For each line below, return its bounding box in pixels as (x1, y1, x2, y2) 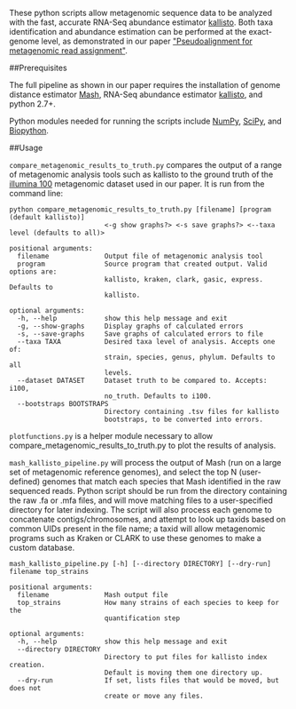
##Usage (9, 142, 43, 153)
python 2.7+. (9, 99, 56, 109)
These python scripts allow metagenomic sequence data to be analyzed (9, 8, 273, 18)
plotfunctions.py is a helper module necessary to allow (9, 431, 214, 441)
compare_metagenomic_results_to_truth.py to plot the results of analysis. (9, 440, 277, 450)
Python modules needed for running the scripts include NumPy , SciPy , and (9, 116, 282, 126)
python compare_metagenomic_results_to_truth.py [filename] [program (9, 205, 272, 214)
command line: (9, 188, 64, 198)
